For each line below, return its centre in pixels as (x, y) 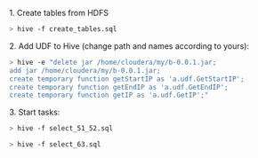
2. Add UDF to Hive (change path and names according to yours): (129, 46)
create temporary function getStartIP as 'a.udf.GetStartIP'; (127, 79)
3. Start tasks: (35, 112)
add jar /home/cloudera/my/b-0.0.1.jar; (85, 70)
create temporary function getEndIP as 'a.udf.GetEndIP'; (119, 87)
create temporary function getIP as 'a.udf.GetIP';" (109, 95)
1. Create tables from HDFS (59, 13)
